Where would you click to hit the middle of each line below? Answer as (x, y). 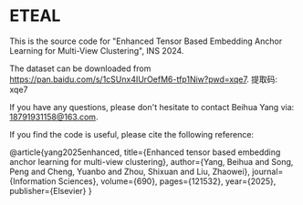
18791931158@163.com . (54, 117)
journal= (268, 171)
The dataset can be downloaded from (80, 68)
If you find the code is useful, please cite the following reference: (131, 134)
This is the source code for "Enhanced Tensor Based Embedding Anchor (146, 41)
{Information (33, 181)
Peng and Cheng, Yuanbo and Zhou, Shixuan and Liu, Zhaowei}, (130, 171)
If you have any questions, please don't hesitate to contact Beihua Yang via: (152, 107)
